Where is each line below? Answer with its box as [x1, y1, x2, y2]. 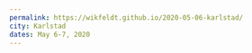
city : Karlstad [9, 22, 67, 31]
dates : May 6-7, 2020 [9, 30, 91, 39]
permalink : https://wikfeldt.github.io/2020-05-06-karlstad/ [9, 13, 244, 22]
